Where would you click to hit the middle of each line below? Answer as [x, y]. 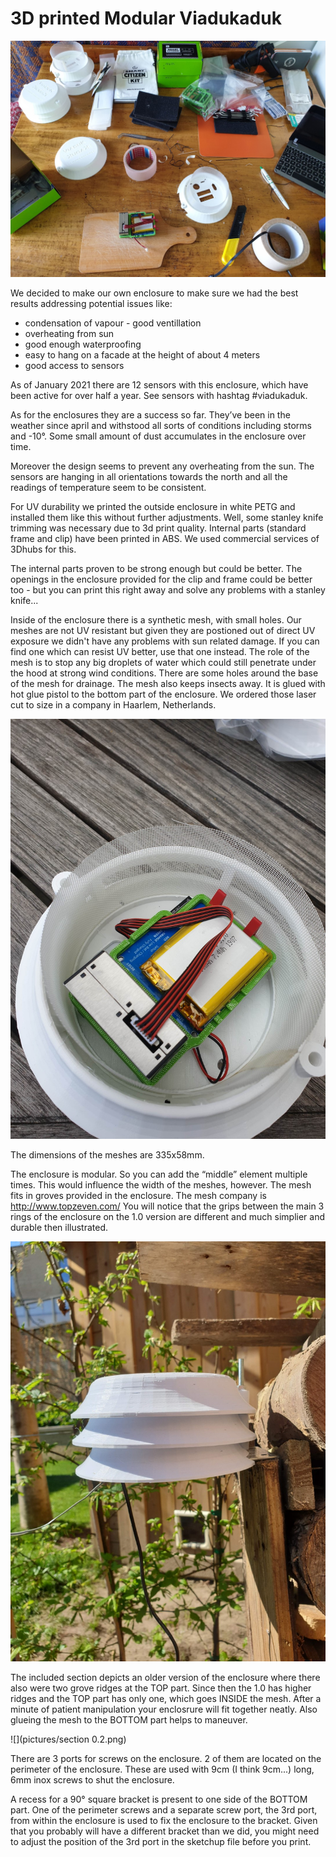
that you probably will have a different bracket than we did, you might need [165, 1831]
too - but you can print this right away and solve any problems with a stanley [168, 589]
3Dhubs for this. [43, 549]
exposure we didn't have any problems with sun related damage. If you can [165, 641]
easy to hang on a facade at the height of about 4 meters [142, 354]
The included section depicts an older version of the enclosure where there [165, 1677]
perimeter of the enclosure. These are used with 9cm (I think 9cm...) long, [162, 1769]
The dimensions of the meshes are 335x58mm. [107, 1154]
